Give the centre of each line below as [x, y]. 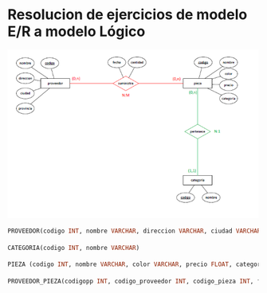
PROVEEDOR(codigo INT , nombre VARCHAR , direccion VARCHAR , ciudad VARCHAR [134, 231]
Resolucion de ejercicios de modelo [128, 15]
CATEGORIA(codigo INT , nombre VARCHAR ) [74, 248]
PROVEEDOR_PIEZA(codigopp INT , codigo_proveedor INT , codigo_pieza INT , [131, 281]
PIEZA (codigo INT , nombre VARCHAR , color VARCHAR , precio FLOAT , [120, 264]
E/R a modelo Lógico [77, 31]
